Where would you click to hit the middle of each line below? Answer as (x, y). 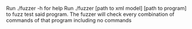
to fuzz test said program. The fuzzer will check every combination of (90, 14)
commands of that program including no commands (69, 20)
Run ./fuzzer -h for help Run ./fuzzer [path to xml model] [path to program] (96, 8)
